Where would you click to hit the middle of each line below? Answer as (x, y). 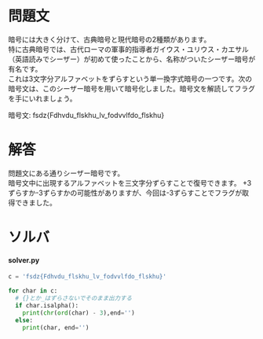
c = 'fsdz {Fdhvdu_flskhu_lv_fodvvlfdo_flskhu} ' (88, 277)
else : (24, 320)
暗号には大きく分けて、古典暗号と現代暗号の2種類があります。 (110, 39)
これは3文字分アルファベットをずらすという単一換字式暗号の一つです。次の (130, 79)
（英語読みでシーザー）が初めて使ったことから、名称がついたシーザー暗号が (132, 59)
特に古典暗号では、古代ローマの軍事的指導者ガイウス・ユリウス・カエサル (128, 49)
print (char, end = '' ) (56, 327)
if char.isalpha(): (47, 305)
